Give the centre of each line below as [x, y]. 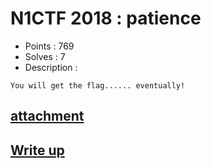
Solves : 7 [45, 56]
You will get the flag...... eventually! [98, 85]
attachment [47, 116]
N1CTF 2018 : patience [106, 18]
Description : [51, 67]
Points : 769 [49, 46]
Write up [37, 150]
